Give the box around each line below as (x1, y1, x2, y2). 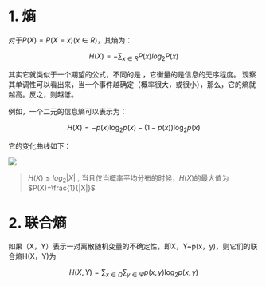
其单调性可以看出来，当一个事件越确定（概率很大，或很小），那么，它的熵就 (8, 79, 256, 89)
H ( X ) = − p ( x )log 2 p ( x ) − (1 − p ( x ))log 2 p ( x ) (67, 122, 201, 134)
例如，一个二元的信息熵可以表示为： (8, 106, 127, 116)
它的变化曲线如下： (8, 141, 72, 150)
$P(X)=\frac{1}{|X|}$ (27, 183, 96, 193)
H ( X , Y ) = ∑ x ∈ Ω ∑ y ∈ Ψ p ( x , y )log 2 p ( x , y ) (68, 268, 199, 280)
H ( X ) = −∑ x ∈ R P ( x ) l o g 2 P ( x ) (88, 51, 179, 62)
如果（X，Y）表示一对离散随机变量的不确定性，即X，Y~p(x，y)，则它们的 (8, 241, 251, 252)
